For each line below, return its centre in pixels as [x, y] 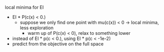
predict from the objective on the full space [58, 44]
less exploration [37, 28]
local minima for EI [24, 7]
